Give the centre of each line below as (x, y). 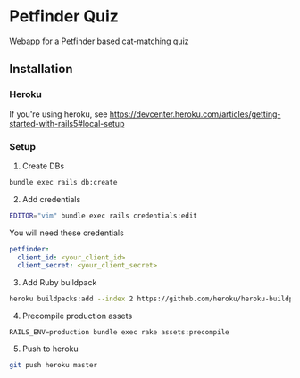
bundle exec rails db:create (63, 182)
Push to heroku (50, 349)
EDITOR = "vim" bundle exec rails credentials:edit (104, 216)
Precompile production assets (77, 316)
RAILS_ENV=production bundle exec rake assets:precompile (119, 333)
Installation (41, 69)
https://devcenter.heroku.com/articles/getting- (195, 114)
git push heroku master (54, 366)
